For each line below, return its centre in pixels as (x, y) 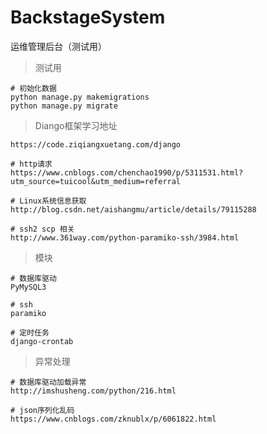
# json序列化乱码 (42, 410)
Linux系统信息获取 (53, 201)
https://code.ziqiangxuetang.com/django (96, 144)
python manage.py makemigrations (80, 97)
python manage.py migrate (64, 106)
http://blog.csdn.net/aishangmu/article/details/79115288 (133, 209)
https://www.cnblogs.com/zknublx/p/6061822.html (113, 419)
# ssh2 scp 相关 (42, 229)
